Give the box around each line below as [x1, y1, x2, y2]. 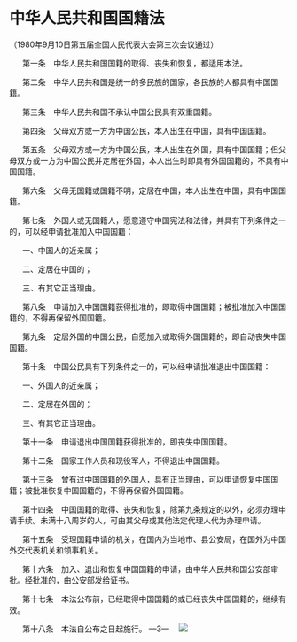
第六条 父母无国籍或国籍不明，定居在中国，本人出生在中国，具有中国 [21, 185, 279, 196]
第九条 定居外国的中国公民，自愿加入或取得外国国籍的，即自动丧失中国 [21, 331, 286, 342]
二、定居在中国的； [21, 263, 93, 275]
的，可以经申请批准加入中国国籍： [9, 226, 134, 236]
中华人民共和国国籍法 [9, 8, 166, 28]
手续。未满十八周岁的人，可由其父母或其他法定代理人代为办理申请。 [16, 514, 266, 525]
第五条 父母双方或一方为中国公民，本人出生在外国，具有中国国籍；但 [21, 143, 279, 155]
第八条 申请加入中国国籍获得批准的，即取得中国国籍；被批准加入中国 [21, 301, 279, 312]
